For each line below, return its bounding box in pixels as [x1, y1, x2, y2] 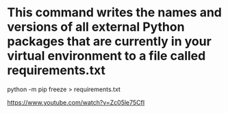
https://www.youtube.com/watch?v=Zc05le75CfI [7, 98, 145, 106]
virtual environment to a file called [7, 48, 206, 64]
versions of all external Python [7, 19, 185, 35]
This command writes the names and [7, 5, 223, 20]
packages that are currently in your [7, 34, 212, 49]
